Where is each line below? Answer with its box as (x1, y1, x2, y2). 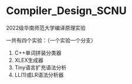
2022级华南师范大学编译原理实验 (6, 24, 86, 31)
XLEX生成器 (14, 56, 44, 63)
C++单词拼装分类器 (14, 49, 62, 56)
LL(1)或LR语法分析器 (14, 71, 64, 78)
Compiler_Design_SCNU (6, 4, 127, 18)
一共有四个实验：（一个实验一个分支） (6, 36, 96, 43)
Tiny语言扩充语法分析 (14, 63, 67, 71)
